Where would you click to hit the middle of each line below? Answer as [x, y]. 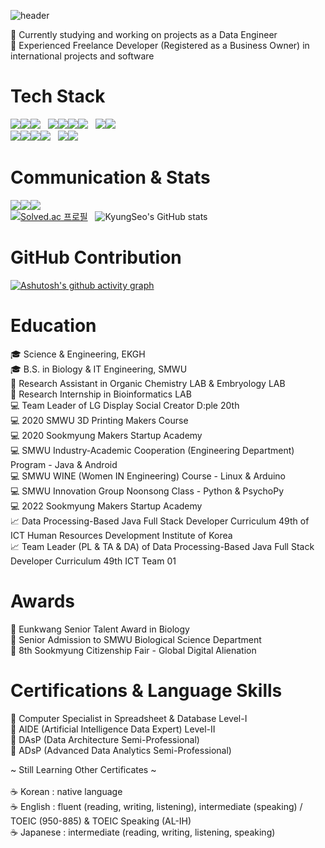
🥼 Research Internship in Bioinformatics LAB [101, 394]
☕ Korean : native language [66, 791]
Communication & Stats [110, 177]
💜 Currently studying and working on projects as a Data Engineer [144, 34]
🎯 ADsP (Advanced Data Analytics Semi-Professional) [121, 750]
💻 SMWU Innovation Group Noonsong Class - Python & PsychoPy [147, 491]
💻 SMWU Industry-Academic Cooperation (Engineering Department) [152, 450]
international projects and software [82, 56]
